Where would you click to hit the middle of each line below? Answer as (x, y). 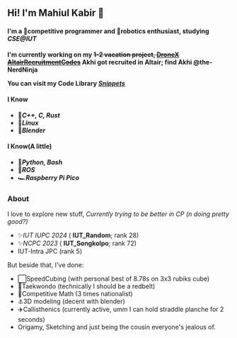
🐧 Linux (28, 123)
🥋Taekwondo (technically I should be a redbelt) (86, 286)
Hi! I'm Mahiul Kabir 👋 (56, 13)
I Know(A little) (30, 147)
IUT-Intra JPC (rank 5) (50, 252)
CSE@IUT (22, 38)
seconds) (31, 320)
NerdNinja (23, 69)
